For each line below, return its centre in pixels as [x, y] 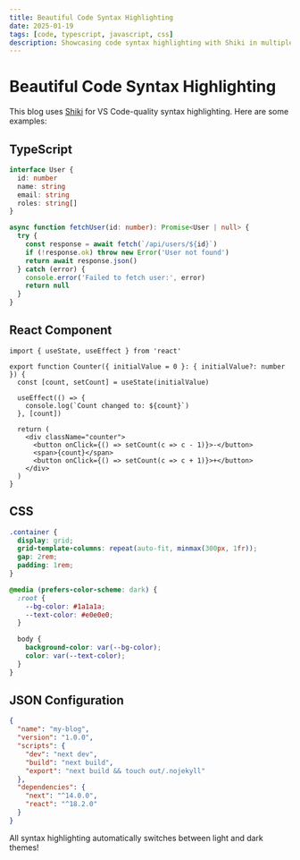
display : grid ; [46, 541]
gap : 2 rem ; [37, 557]
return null [47, 286]
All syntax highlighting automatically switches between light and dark [136, 838]
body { [29, 639]
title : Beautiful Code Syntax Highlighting [92, 17]
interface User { [42, 170]
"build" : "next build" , [70, 762]
